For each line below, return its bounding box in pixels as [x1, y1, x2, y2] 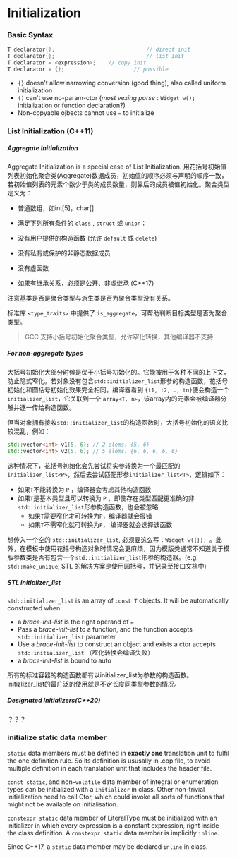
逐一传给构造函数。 [19, 403, 75, 411]
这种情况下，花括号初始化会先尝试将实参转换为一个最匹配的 [7, 461, 181, 470]
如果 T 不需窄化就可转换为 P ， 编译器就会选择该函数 [28, 520, 173, 528]
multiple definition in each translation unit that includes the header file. [7, 763, 212, 772]
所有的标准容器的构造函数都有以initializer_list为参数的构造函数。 [7, 670, 193, 679]
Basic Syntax [7, 30, 54, 40]
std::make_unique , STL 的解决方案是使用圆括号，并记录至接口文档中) [7, 562, 207, 570]
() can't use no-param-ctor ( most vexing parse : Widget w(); [17, 93, 195, 102]
